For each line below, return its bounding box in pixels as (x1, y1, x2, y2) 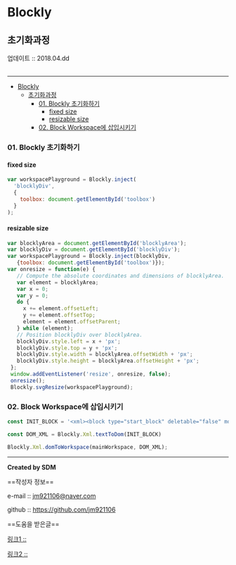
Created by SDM (7, 463, 56, 471)
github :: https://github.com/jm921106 (7, 505, 116, 514)
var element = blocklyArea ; (16, 279, 99, 286)
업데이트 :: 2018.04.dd (7, 54, 70, 62)
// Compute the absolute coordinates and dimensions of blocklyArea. (16, 272, 225, 279)
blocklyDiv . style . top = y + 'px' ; (16, 344, 118, 352)
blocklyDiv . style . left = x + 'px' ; (16, 337, 121, 345)
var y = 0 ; (16, 292, 49, 299)
